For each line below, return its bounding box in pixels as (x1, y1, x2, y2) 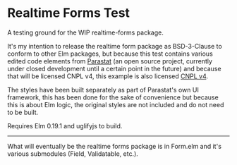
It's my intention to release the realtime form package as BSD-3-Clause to (7, 42, 222, 50)
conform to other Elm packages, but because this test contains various (7, 49, 213, 58)
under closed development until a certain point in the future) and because (7, 64, 221, 73)
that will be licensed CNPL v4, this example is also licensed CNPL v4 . (7, 72, 209, 80)
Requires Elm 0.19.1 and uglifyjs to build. (7, 121, 123, 130)
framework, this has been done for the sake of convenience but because (7, 93, 219, 102)
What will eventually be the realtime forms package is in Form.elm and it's (7, 142, 222, 150)
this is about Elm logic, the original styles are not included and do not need (7, 100, 224, 109)
